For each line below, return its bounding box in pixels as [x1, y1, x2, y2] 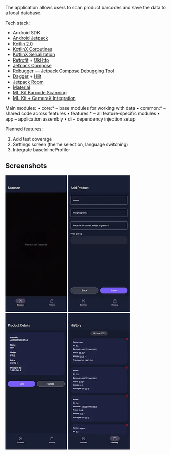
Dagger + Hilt [12, 73, 42, 79]
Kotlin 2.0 [12, 41, 33, 47]
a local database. [5, 10, 42, 16]
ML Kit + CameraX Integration [12, 95, 76, 101]
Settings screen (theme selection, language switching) [12, 141, 128, 147]
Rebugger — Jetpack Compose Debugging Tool [12, 68, 115, 74]
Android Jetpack [12, 35, 48, 41]
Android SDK [12, 30, 41, 35]
